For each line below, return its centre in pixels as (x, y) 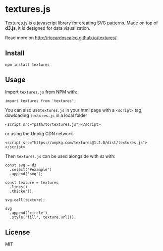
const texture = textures (32, 182)
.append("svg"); (26, 174)
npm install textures (27, 65)
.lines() (19, 187)
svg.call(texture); (25, 200)
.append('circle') (29, 213)
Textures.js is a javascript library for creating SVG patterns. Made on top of (81, 23)
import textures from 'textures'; (41, 101)
